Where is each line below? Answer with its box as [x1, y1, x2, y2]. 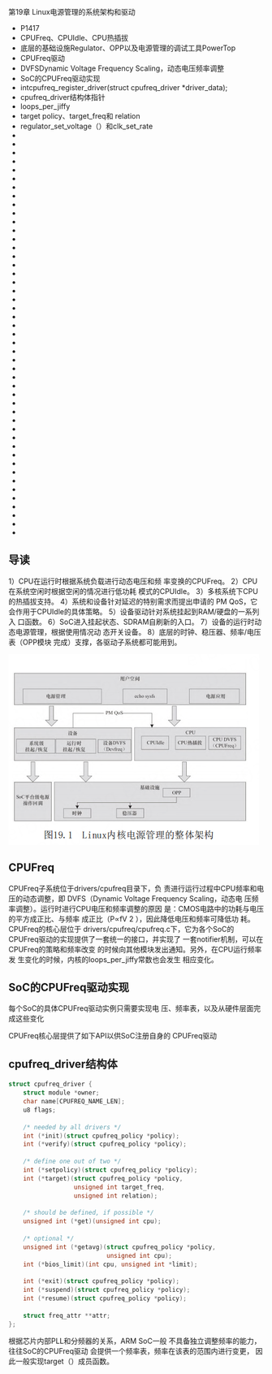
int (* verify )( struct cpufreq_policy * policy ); [23, 1140, 187, 1148]
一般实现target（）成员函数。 [15, 1356, 114, 1366]
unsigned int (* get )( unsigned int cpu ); [23, 1217, 162, 1225]
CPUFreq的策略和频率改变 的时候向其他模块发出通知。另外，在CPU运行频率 [8, 944, 262, 954]
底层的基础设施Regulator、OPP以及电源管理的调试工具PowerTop [19, 43, 236, 53]
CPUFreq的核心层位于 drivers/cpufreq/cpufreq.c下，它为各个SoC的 [8, 924, 235, 934]
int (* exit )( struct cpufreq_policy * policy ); [23, 1277, 180, 1285]
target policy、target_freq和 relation [19, 111, 140, 120]
